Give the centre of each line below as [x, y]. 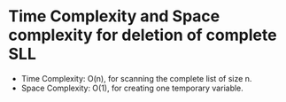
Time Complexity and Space [114, 16]
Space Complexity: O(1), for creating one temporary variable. [132, 88]
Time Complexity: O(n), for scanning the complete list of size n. [136, 78]
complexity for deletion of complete [143, 35]
